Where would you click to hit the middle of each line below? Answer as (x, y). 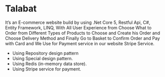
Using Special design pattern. (42, 58)
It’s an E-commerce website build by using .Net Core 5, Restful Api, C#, (78, 22)
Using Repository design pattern (45, 53)
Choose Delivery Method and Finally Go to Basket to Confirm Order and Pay (82, 38)
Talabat (21, 9)
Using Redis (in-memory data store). (49, 64)
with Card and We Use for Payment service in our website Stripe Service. (80, 43)
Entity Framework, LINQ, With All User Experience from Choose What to (79, 27)
